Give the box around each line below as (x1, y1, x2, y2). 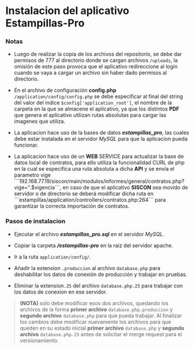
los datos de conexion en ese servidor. (13, 288, 107, 295)
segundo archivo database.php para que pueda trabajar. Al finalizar (19, 312, 182, 319)
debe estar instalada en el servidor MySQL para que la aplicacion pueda (13, 136, 188, 143)
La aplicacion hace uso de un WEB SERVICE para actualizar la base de (13, 153, 184, 160)
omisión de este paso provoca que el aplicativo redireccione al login (13, 63, 178, 70)
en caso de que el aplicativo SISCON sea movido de (62, 184, 188, 191)
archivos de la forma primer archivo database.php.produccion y (19, 306, 173, 313)
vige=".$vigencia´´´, (13, 184, 62, 191)
